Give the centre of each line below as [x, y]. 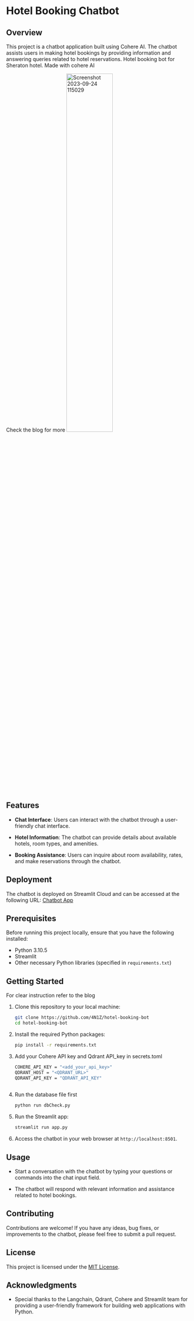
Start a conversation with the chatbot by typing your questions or [93, 1171]
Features [23, 806]
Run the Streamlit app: [41, 1117]
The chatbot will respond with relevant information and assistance [94, 1189]
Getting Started [35, 981]
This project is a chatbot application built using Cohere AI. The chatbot [92, 46]
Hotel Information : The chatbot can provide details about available [96, 837]
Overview [24, 33]
